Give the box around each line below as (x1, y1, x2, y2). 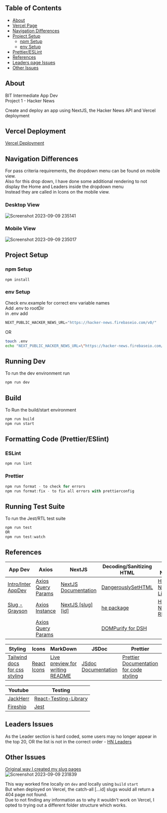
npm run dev (5, 380, 30, 385)
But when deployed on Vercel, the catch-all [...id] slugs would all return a (5, 786, 155, 793)
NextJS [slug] (60, 601, 93, 608)
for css (7, 666, 24, 673)
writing (50, 666, 67, 673)
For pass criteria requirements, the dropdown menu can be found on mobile (5, 168, 161, 174)
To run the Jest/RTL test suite (5, 515, 66, 521)
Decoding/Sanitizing (102, 563, 153, 570)
